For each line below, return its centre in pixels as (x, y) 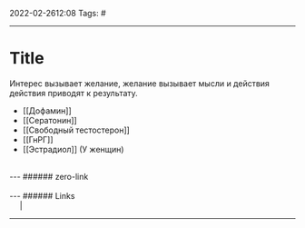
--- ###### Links (42, 195)
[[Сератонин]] (49, 120)
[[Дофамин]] (47, 110)
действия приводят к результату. (74, 93)
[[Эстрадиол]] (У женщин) (73, 149)
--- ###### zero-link (49, 176)
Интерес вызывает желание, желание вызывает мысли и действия (140, 83)
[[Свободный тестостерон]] (76, 130)
